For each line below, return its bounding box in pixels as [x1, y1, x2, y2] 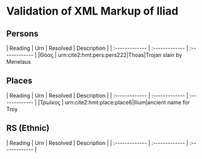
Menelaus [6, 58, 32, 65]
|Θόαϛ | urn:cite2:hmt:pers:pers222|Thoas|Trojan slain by [38, 52, 183, 58]
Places [6, 76, 33, 86]
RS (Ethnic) [6, 123, 50, 134]
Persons [6, 29, 38, 39]
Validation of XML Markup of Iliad [6, 4, 178, 18]
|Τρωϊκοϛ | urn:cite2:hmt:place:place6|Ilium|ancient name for [38, 98, 190, 106]
